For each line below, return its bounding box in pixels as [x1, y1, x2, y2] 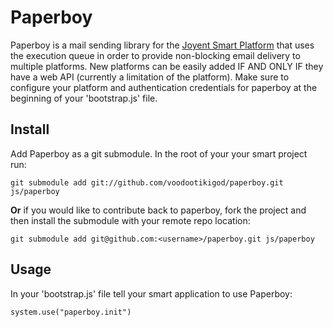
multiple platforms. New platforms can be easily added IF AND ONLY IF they [10, 60, 324, 72]
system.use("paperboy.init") [10, 307, 132, 317]
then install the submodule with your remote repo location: [10, 214, 251, 226]
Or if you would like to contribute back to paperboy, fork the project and [10, 204, 307, 216]
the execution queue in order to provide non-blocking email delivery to [10, 49, 301, 61]
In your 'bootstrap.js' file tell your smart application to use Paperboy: [10, 287, 293, 300]
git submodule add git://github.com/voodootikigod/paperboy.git [10, 177, 284, 188]
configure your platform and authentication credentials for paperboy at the [10, 81, 318, 93]
